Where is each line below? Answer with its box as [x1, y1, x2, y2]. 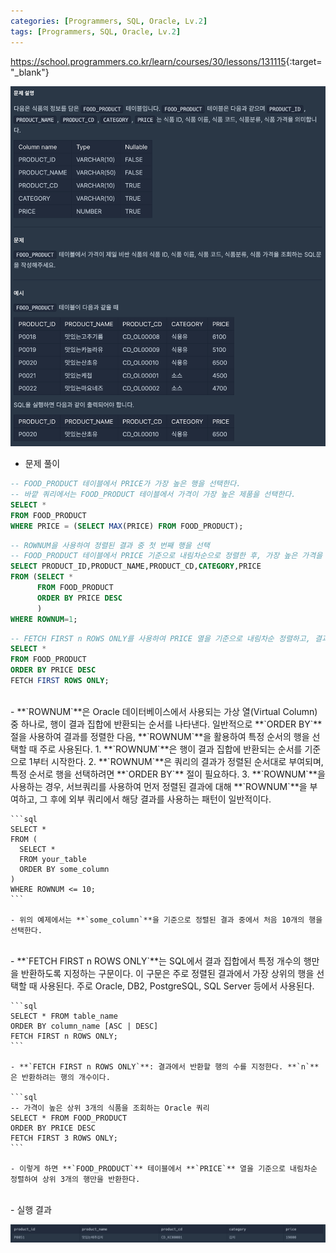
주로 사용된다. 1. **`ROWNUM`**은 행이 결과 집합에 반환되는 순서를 [39, 743, 303, 755]
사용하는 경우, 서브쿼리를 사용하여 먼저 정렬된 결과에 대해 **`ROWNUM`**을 [10, 780, 308, 792]
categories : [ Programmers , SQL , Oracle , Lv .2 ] [10, 16, 208, 26]
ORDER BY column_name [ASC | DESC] [10, 1021, 159, 1031]
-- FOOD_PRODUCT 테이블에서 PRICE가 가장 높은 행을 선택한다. [10, 479, 242, 489]
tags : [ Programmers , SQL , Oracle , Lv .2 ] [10, 26, 182, 37]
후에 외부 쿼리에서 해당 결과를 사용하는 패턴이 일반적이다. [49, 793, 272, 805]
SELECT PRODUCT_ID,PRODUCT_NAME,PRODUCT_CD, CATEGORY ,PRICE [10, 561, 262, 572]
